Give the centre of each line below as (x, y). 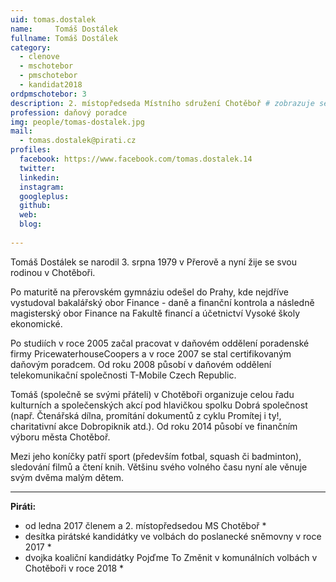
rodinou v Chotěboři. (53, 272)
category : (31, 47)
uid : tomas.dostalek (53, 19)
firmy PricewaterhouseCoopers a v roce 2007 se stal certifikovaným (151, 353)
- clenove (39, 57)
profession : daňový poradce (69, 112)
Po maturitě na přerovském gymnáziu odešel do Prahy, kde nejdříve (149, 292)
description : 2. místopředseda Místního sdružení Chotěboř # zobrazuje (162, 103)
